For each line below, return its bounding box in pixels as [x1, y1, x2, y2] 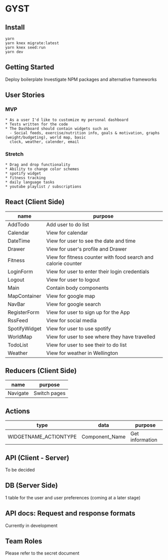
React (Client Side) [5, 198, 65, 206]
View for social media [46, 317, 97, 324]
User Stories [5, 91, 45, 99]
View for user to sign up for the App [46, 309, 130, 316]
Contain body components [46, 284, 109, 291]
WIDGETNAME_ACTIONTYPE [7, 433, 77, 440]
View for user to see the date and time [46, 237, 136, 244]
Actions [5, 407, 30, 415]
